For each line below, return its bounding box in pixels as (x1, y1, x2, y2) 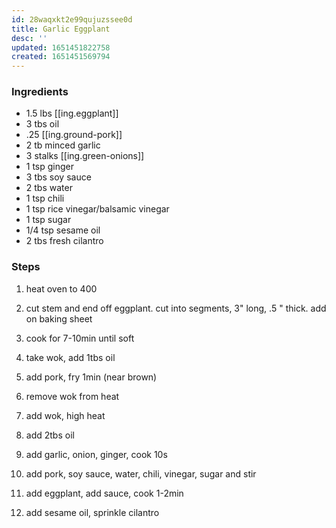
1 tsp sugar (25, 214, 72, 226)
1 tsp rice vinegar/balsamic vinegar (25, 203, 170, 215)
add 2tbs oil (25, 429, 75, 441)
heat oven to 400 (25, 282, 98, 295)
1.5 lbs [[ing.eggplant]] (25, 107, 119, 120)
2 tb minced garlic (25, 139, 101, 151)
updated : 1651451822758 (11, 42, 111, 53)
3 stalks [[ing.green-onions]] (25, 150, 145, 162)
